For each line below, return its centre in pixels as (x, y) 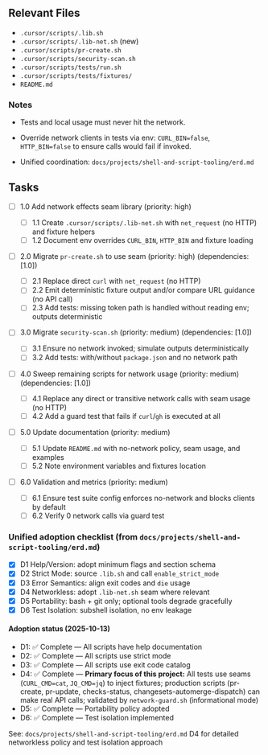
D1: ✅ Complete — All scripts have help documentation (111, 646)
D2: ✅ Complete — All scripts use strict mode (95, 655)
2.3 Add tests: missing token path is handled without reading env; (140, 308)
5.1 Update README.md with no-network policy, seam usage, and (136, 448)
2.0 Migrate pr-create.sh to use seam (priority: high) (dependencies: (134, 256)
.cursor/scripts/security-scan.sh (78, 59)
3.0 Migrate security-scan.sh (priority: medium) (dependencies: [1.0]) (136, 332)
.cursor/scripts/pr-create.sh (71, 50)
